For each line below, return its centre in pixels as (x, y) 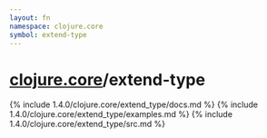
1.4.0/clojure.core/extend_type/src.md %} (88, 124)
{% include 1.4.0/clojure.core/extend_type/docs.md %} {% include (134, 104)
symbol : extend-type (49, 34)
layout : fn (30, 18)
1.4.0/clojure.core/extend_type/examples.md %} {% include (121, 114)
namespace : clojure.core (56, 26)
